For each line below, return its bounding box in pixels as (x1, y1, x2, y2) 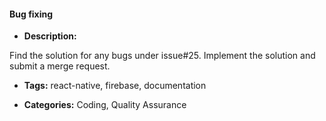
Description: (23, 30, 77, 42)
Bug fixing (9, 8, 54, 20)
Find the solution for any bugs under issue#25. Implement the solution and (9, 50, 316, 62)
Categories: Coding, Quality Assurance (23, 99, 187, 111)
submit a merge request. (9, 60, 111, 72)
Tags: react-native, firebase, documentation (23, 80, 207, 92)
